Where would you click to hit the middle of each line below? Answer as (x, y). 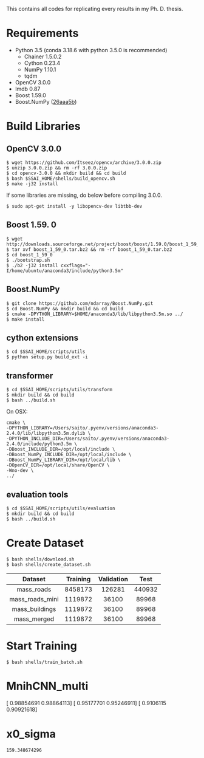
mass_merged (34, 619)
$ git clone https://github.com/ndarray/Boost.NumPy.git (80, 303)
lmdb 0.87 (28, 89)
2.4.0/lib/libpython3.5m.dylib (46, 434)
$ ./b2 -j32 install (32, 265)
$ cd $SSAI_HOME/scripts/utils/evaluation (61, 508)
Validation (113, 579)
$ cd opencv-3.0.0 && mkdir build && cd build (66, 173)
